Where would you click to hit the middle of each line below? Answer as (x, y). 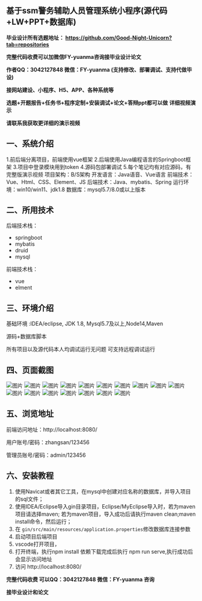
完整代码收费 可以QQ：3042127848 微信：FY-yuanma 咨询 (80, 579)
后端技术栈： (22, 226)
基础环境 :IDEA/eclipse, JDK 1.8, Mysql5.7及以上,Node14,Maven (85, 324)
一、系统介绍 (30, 144)
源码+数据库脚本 (26, 337)
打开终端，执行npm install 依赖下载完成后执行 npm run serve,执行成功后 (104, 551)
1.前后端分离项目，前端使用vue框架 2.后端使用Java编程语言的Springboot (96, 159)
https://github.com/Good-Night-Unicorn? (119, 37)
